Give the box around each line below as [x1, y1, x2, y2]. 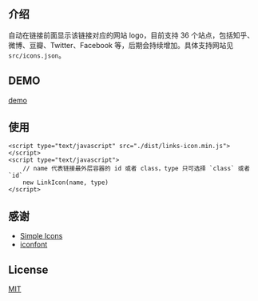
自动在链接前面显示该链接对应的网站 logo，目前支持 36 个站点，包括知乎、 [8, 30, 254, 40]
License [8, 263, 49, 276]
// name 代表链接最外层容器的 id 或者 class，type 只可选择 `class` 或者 [22, 165, 250, 173]
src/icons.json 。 [8, 50, 66, 60]
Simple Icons [19, 231, 63, 241]
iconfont [19, 239, 48, 250]
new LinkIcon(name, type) [22, 179, 109, 187]
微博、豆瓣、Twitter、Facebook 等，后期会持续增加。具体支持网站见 [8, 40, 234, 50]
